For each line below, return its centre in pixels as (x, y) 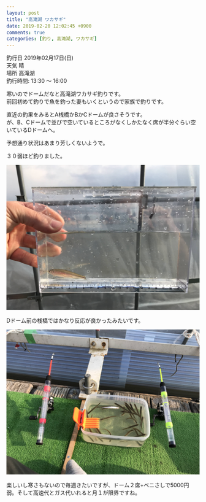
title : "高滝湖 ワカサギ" (36, 19)
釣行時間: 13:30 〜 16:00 (37, 81)
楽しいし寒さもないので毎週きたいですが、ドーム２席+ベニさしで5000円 (98, 485)
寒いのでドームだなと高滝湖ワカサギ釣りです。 (65, 94)
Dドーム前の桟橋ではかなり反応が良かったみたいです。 (75, 321)
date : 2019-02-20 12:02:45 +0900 (49, 26)
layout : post (23, 13)
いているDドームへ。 (32, 130)
